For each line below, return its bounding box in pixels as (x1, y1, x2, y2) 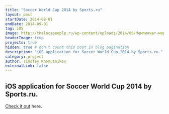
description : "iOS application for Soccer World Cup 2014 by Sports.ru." (5, 49, 163, 54)
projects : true (5, 40, 37, 45)
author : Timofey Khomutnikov (5, 59, 66, 64)
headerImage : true (5, 36, 44, 41)
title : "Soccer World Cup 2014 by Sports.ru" (5, 7, 102, 13)
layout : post (5, 12, 33, 17)
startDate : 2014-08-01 (5, 17, 53, 22)
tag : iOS (5, 26, 24, 31)
